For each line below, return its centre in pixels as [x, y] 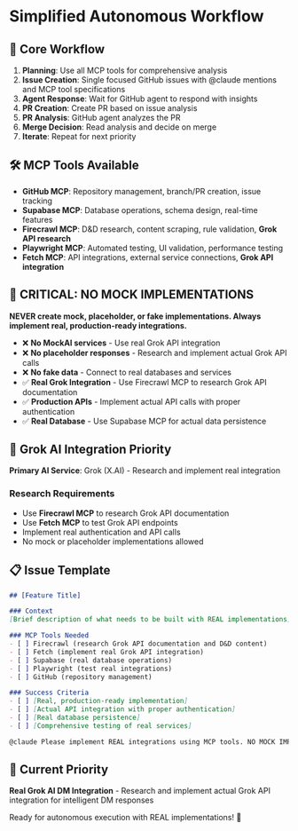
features [37, 219]
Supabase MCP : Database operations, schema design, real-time [140, 210]
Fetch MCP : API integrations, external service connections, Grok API [148, 257]
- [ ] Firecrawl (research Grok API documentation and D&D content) [138, 644]
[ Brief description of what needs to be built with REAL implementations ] [150, 620]
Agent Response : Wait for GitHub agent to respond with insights [140, 99]
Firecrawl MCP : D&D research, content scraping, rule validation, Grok [149, 229]
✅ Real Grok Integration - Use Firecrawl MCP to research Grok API [145, 382]
